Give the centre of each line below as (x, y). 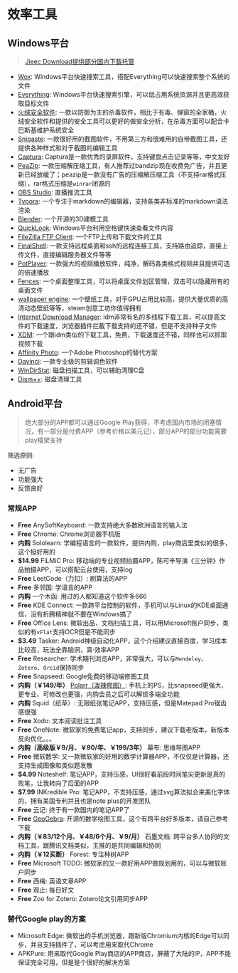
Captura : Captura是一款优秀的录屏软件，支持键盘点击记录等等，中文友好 (124, 157)
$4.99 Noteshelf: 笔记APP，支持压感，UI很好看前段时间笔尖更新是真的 (121, 774)
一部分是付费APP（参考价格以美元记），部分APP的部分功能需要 (135, 431)
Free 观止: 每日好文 (46, 890)
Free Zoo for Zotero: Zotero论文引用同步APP (82, 899)
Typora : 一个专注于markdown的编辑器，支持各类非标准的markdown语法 (123, 201)
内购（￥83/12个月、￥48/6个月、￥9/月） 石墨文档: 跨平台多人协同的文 (123, 836)
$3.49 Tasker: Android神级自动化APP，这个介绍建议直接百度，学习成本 (122, 641)
